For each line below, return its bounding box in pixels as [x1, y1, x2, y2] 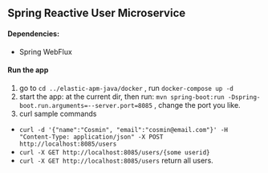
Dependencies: [7, 28, 60, 39]
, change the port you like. [154, 100, 242, 109]
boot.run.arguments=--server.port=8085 [18, 101, 153, 109]
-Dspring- [227, 93, 261, 101]
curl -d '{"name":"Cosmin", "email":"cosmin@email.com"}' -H [18, 126, 229, 134]
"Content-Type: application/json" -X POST [18, 133, 164, 141]
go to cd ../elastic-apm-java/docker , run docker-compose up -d [18, 83, 233, 93]
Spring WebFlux [18, 47, 73, 56]
